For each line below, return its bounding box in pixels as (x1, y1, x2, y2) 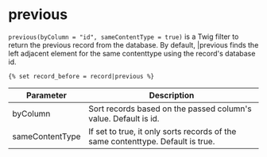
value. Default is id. (88, 113, 160, 124)
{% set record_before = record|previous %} (8, 72, 155, 80)
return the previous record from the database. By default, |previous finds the (8, 40, 259, 49)
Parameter (26, 90, 68, 101)
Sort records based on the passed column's (88, 103, 252, 114)
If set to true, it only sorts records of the (88, 125, 237, 136)
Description (149, 90, 195, 101)
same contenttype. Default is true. (88, 136, 215, 147)
